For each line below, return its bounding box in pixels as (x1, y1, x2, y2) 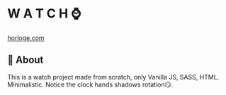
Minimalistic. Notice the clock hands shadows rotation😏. (7, 80, 174, 89)
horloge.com (7, 33, 45, 42)
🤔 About (7, 54, 44, 66)
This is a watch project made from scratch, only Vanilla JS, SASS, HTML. (7, 72, 220, 81)
